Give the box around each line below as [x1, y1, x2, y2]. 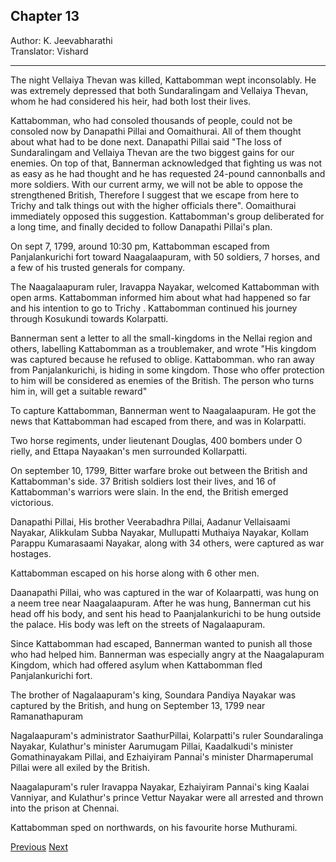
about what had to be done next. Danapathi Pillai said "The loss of [10, 135, 283, 148]
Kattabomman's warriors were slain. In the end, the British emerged [10, 485, 289, 498]
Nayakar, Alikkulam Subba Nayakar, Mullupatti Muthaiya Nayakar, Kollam [10, 526, 310, 538]
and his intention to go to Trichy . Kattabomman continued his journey [10, 302, 298, 314]
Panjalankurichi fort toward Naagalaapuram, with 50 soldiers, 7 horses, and [10, 250, 320, 263]
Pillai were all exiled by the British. [10, 761, 151, 773]
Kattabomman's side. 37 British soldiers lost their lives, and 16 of [10, 475, 277, 487]
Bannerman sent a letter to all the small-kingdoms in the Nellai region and [10, 332, 313, 344]
